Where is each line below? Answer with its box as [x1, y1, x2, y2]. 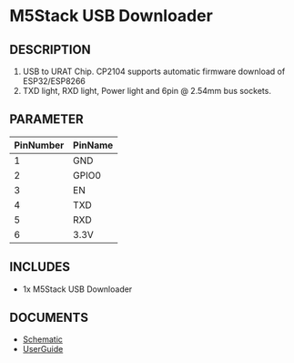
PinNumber [14, 139, 65, 151]
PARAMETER [9, 111, 84, 128]
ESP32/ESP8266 [22, 76, 86, 87]
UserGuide [22, 344, 64, 355]
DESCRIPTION [9, 42, 91, 57]
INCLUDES [9, 259, 71, 275]
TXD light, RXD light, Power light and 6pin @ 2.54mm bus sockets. [22, 86, 271, 96]
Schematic [22, 334, 64, 345]
